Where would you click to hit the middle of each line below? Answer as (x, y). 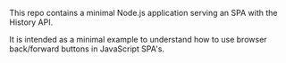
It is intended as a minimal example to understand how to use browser (138, 39)
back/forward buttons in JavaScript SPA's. (87, 49)
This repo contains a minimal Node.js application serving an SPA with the (143, 13)
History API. (31, 22)
